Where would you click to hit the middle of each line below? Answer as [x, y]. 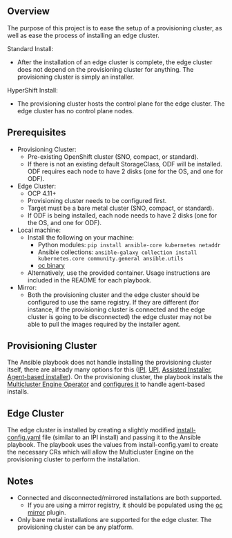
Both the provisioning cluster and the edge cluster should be [114, 295]
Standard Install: [30, 48]
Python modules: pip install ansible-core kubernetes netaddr [129, 244]
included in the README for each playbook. [89, 280]
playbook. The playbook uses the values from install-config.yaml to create [113, 445]
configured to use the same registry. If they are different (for [113, 302]
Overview [29, 11]
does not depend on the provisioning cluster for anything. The [105, 69]
